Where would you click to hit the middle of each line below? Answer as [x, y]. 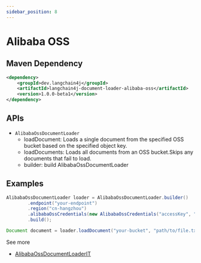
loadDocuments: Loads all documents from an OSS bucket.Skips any [108, 152]
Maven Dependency [45, 64]
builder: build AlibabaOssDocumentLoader [76, 165]
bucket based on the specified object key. [75, 145]
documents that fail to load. [57, 158]
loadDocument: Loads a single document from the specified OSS [104, 139]
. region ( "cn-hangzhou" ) [57, 209]
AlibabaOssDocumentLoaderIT [53, 253]
